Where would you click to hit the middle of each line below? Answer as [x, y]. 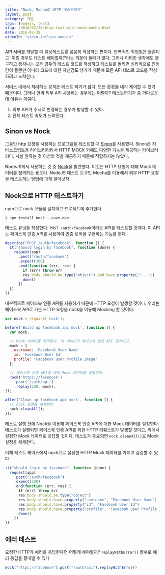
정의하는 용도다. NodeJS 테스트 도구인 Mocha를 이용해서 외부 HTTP [84, 172]
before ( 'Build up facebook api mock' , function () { [60, 327]
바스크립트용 [17, 150]
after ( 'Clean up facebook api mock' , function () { [59, 400]
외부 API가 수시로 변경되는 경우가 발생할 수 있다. [58, 109]
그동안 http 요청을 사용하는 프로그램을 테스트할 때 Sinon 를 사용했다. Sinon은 [78, 144]
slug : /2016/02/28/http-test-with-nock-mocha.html [58, 28]
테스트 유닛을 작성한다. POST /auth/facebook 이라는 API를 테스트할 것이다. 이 [79, 228]
